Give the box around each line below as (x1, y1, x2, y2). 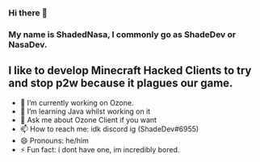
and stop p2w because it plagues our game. (8, 77, 233, 90)
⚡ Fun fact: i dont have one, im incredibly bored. (19, 144, 180, 154)
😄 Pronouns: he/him (19, 135, 89, 145)
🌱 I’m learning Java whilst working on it (19, 106, 151, 116)
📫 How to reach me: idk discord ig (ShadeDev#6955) (19, 124, 199, 134)
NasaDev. (8, 39, 48, 50)
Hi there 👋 (8, 7, 48, 19)
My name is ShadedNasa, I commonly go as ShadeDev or (8, 28, 237, 39)
